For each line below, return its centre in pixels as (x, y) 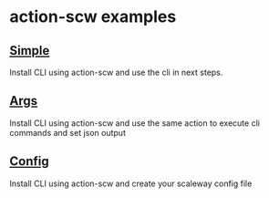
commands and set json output (67, 132)
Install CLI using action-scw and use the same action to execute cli (134, 123)
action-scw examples (93, 17)
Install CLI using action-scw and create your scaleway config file (131, 183)
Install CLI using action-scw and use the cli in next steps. (116, 72)
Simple (30, 51)
